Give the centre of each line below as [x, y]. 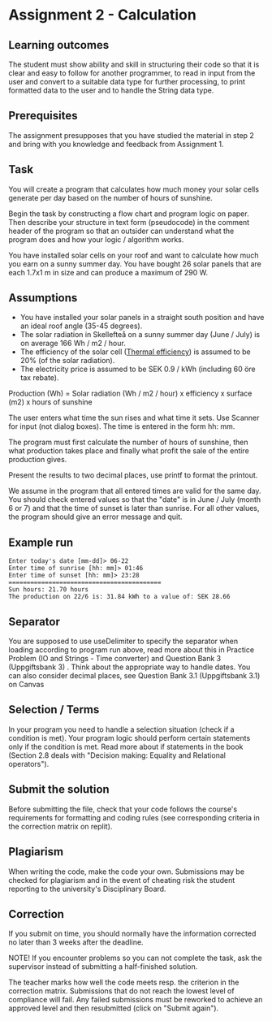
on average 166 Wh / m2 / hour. [73, 344]
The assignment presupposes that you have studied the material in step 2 [131, 135]
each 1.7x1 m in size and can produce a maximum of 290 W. [108, 272]
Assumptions [43, 298]
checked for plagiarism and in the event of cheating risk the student [122, 880]
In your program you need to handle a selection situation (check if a [121, 729]
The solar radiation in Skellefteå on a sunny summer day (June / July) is [140, 335]
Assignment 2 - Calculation [102, 15]
